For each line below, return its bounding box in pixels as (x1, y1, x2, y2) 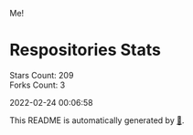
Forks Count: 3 (9, 79, 66, 90)
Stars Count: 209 (9, 69, 74, 80)
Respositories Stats (9, 40, 162, 60)
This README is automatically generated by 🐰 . (9, 114, 185, 126)
